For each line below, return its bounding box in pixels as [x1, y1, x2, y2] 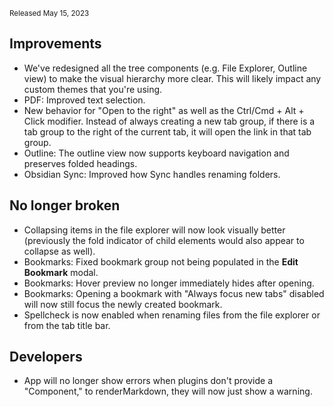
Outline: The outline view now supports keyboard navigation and [23, 147, 290, 159]
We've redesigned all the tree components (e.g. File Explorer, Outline [23, 62, 308, 74]
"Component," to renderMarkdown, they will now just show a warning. [23, 385, 313, 398]
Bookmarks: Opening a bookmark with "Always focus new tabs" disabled [23, 287, 325, 299]
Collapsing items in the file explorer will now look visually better [23, 224, 286, 236]
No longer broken [9, 197, 121, 214]
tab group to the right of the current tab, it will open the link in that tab [23, 125, 312, 138]
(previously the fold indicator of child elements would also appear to [23, 234, 305, 246]
